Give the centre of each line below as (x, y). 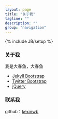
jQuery (19, 86)
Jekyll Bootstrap (28, 76)
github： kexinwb (22, 111)
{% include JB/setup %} (29, 41)
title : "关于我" (20, 14)
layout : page (18, 9)
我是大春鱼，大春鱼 (24, 67)
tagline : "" (17, 18)
